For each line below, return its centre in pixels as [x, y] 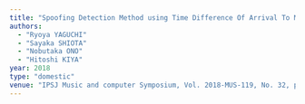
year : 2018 [30, 69]
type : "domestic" [42, 77]
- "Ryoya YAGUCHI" [53, 34]
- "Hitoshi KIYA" [50, 60]
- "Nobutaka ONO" [50, 52]
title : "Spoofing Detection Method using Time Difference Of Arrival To [150, 18]
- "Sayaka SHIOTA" [53, 43]
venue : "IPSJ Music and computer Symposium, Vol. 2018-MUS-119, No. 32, [150, 85]
